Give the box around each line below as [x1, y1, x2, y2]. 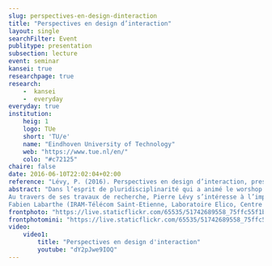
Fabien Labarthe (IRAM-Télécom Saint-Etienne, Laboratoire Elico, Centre [8, 200, 263, 208]
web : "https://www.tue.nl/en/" [23, 148, 129, 156]
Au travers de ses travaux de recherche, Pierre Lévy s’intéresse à [8, 192, 244, 201]
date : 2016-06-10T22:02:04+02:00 [8, 170, 121, 178]
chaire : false [8, 163, 57, 171]
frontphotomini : [8, 216, 63, 224]
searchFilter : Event [8, 34, 79, 43]
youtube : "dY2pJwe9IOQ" [37, 246, 117, 254]
